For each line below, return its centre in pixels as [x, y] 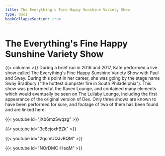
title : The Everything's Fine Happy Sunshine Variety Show [68, 10]
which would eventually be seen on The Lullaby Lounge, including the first [81, 94]
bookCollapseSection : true [33, 19]
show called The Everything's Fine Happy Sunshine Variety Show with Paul [82, 73]
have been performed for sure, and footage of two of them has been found [82, 104]
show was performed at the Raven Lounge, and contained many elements [81, 89]
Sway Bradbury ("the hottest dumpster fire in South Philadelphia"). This [78, 83]
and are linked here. [26, 110]
